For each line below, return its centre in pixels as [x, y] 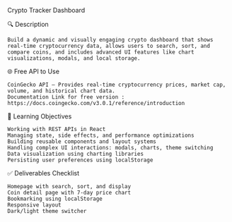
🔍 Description [28, 24]
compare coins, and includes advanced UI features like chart [101, 52]
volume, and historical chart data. [61, 91]
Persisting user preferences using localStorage [80, 160]
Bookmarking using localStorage [55, 199]
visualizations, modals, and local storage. [74, 58]
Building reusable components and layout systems [82, 142]
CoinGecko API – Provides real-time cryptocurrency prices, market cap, [117, 85]
